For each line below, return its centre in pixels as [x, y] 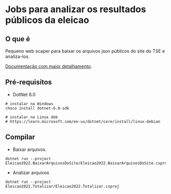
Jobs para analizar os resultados [76, 9]
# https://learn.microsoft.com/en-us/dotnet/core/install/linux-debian [83, 121]
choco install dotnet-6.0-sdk [37, 108]
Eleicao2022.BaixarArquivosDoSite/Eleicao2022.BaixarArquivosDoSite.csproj [87, 163]
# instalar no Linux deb [32, 117]
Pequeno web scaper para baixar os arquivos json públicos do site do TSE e [85, 51]
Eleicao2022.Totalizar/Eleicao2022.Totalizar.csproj [62, 186]
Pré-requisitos [29, 82]
